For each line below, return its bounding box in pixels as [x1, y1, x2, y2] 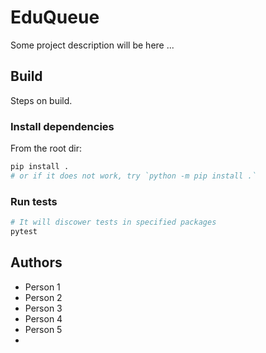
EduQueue [10, 6, 100, 29]
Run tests [10, 194, 58, 208]
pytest [10, 226, 38, 236]
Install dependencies [10, 119, 115, 133]
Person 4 [24, 312, 63, 325]
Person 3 [24, 302, 63, 314]
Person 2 [24, 291, 63, 303]
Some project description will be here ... [10, 39, 175, 51]
